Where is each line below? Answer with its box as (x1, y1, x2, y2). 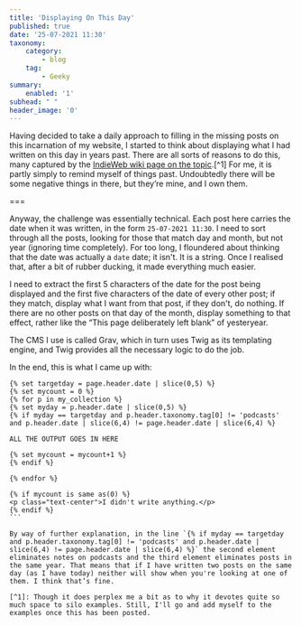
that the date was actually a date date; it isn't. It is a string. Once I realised (9, 252, 284, 263)
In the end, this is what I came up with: (9, 362, 152, 373)
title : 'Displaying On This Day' (9, 13, 135, 23)
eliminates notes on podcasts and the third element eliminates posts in (9, 553, 293, 563)
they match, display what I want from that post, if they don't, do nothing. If (9, 298, 285, 309)
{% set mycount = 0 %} (9, 388, 95, 397)
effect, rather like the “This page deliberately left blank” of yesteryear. (9, 317, 269, 328)
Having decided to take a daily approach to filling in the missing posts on (9, 130, 279, 141)
